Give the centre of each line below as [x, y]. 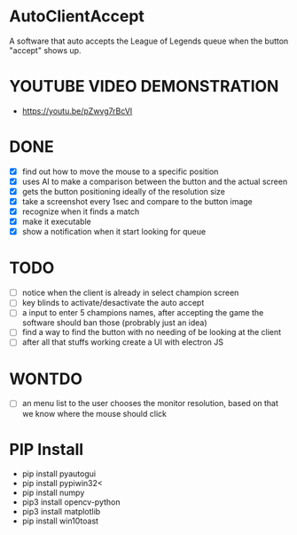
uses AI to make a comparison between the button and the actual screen [155, 181]
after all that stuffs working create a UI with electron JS [123, 342]
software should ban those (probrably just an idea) [114, 323]
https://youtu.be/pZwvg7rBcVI [77, 111]
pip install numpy [53, 493]
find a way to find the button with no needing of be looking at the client [152, 332]
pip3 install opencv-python [71, 502]
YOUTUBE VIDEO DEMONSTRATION [144, 87]
